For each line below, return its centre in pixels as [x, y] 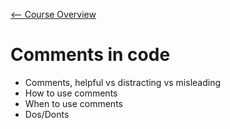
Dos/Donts [47, 114]
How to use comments [71, 93]
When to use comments [73, 103]
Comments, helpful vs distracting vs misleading [123, 82]
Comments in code [90, 55]
